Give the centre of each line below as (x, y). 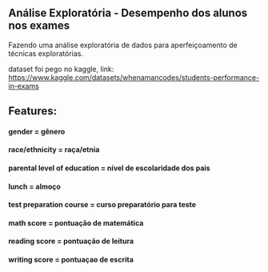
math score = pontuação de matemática (76, 222)
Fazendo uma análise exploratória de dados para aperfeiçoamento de (123, 45)
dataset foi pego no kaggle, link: (61, 69)
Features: (33, 111)
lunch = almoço (35, 186)
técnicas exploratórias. (46, 53)
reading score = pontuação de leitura (71, 241)
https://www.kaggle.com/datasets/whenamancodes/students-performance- (134, 77)
